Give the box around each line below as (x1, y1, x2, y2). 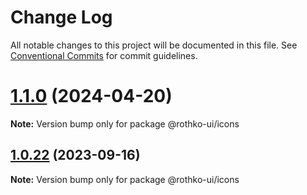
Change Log (10, 6, 113, 29)
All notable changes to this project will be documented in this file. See (10, 39, 298, 51)
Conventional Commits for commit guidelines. (10, 49, 198, 61)
